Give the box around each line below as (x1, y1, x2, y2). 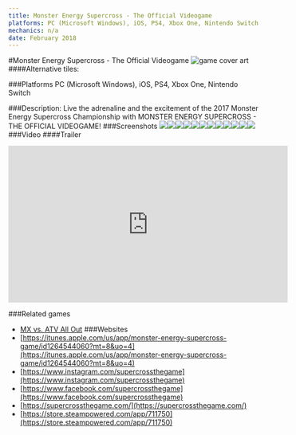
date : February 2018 (8, 33, 77, 42)
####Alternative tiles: (8, 65, 80, 74)
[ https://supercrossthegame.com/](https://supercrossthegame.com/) (19, 401, 247, 410)
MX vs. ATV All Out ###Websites (19, 324, 128, 335)
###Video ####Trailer (8, 130, 81, 139)
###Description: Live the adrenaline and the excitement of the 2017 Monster (8, 104, 259, 113)
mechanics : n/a (8, 26, 59, 34)
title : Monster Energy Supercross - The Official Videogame (8, 11, 213, 20)
